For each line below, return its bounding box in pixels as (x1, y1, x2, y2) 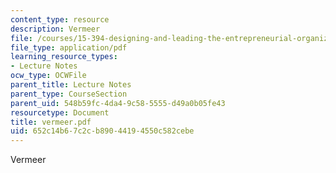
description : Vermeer (10, 24, 101, 34)
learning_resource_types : (10, 52, 118, 62)
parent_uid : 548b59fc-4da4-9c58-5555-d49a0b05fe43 (10, 98, 226, 108)
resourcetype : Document (10, 107, 110, 118)
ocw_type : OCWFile (10, 71, 87, 81)
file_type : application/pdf (10, 42, 128, 53)
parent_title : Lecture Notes (10, 80, 132, 90)
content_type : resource (10, 14, 110, 25)
